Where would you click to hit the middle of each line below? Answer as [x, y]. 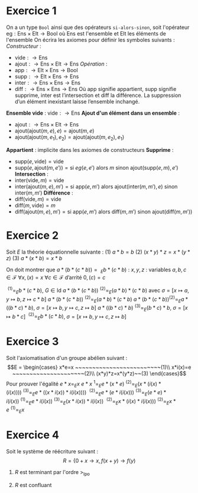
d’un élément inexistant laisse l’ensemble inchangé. [77, 101]
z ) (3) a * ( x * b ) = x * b [34, 258]
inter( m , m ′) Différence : [44, 193]
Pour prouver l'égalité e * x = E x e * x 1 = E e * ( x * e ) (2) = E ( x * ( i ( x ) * [84, 384]
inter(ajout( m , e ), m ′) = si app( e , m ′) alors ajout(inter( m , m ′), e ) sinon [96, 186]
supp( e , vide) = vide [39, 161]
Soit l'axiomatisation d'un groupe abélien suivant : [67, 358]
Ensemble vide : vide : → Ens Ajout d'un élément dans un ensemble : [93, 113]
